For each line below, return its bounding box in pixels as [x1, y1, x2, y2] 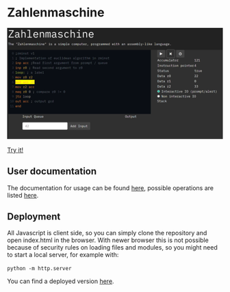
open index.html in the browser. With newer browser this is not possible [7, 236, 209, 244]
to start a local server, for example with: [7, 251, 119, 259]
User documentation [7, 165, 97, 177]
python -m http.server [7, 265, 72, 272]
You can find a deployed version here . [7, 277, 114, 285]
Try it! [7, 146, 24, 154]
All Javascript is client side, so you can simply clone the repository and [7, 229, 207, 237]
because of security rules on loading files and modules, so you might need [7, 243, 218, 252]
